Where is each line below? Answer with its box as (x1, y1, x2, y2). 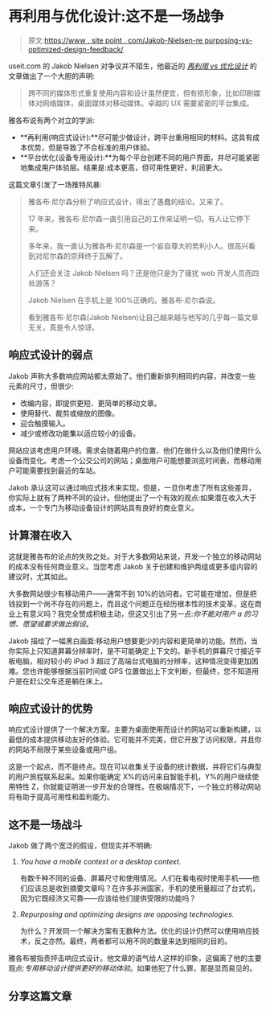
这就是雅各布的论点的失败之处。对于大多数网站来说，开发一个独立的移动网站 (8, 552, 262, 561)
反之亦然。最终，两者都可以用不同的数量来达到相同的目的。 (34, 936, 231, 946)
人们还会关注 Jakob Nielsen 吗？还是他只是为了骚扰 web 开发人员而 (27, 268, 252, 277)
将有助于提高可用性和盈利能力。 (8, 792, 114, 802)
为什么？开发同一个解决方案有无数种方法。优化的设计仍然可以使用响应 (19, 926, 253, 936)
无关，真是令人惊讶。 (27, 322, 99, 332)
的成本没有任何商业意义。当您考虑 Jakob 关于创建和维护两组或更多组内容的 (8, 561, 259, 571)
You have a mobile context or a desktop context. (19, 857, 182, 867)
